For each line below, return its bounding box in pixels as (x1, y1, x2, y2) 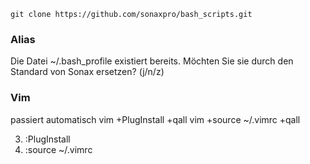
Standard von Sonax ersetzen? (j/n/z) (10, 66, 165, 78)
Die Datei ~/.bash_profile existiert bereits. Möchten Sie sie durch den (10, 55, 294, 67)
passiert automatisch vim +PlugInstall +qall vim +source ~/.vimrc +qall (10, 113, 301, 125)
